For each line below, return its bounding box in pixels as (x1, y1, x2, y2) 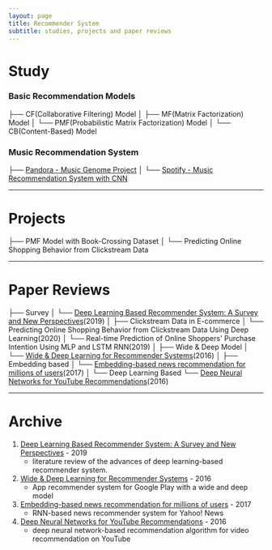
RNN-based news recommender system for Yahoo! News (32, 508, 224, 518)
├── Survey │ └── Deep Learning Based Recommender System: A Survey (8, 308, 259, 318)
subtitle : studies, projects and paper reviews (8, 27, 172, 35)
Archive (8, 412, 63, 431)
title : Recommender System (8, 19, 100, 28)
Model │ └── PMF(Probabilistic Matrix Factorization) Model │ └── (8, 117, 232, 127)
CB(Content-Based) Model (8, 126, 97, 136)
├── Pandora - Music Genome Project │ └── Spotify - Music (8, 165, 214, 175)
